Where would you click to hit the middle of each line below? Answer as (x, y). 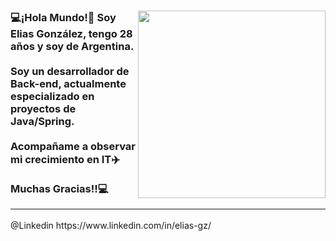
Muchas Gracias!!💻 (59, 188)
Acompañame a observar (73, 146)
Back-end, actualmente (68, 83)
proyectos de (43, 108)
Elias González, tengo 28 (71, 33)
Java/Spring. (42, 121)
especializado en (52, 96)
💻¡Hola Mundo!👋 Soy (63, 17)
